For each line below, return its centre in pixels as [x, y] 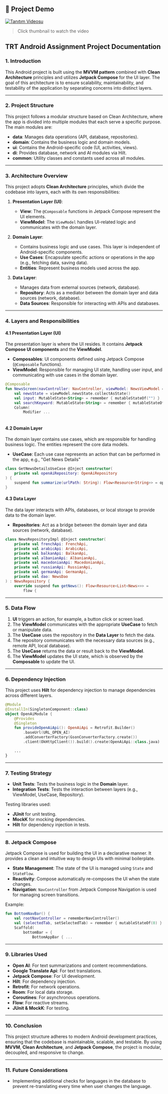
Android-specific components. [51, 252]
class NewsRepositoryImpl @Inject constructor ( [56, 539]
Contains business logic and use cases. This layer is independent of [90, 247]
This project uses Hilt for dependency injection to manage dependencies [80, 690]
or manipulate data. [32, 629]
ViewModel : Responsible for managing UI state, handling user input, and [87, 370]
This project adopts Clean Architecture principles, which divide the [75, 187]
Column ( [22, 408]
